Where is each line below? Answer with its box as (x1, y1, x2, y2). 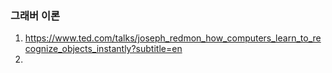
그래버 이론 (10, 8, 61, 22)
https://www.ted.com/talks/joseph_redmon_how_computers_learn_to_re (24, 32, 322, 44)
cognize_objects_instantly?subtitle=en (24, 43, 183, 55)
